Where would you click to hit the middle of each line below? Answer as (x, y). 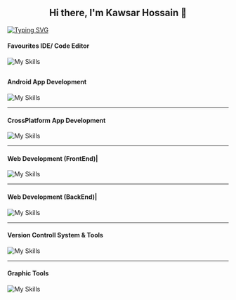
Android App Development (47, 82)
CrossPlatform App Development (57, 120)
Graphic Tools (28, 273)
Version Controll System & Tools (55, 235)
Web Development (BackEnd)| (52, 197)
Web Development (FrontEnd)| (53, 158)
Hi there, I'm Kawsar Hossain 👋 (118, 13)
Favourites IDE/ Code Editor (48, 46)
